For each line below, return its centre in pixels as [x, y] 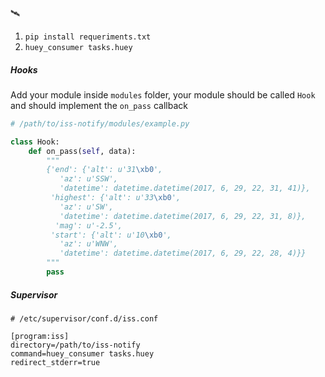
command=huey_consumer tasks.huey [82, 353]
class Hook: [35, 142]
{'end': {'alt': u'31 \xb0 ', [104, 170]
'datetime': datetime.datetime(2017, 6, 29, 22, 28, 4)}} [183, 253]
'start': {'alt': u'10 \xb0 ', [111, 235]
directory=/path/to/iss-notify [75, 345]
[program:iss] [40, 336]
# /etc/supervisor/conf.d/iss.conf [84, 318]
